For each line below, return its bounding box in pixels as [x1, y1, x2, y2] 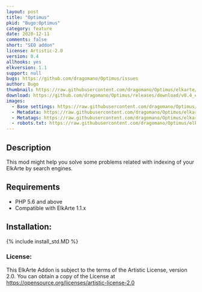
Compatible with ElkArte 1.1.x [14, 204, 86, 212]
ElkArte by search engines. [6, 164, 73, 171]
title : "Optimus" [6, 14, 50, 20]
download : [6, 92, 31, 98]
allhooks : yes [6, 59, 42, 65]
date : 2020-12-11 [6, 31, 50, 37]
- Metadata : [11, 109, 42, 115]
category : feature [6, 25, 52, 32]
